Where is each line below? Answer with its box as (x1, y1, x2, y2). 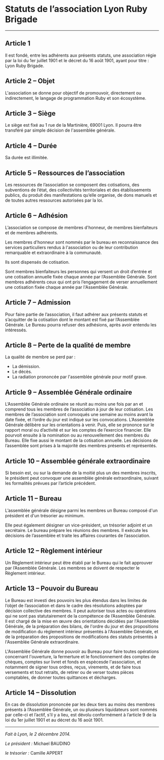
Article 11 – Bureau (5, 494, 62, 503)
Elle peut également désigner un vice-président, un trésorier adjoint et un (5, 522, 153, 528)
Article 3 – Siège (5, 109, 56, 117)
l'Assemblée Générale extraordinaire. (5, 639, 80, 645)
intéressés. (5, 327, 27, 333)
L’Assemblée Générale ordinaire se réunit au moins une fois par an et (5, 401, 143, 407)
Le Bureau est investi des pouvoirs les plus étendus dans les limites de (5, 597, 147, 603)
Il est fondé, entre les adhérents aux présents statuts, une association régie (5, 52, 156, 58)
